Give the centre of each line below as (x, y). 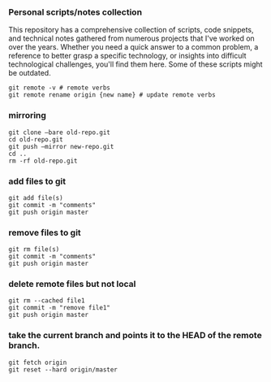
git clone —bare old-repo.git (60, 132)
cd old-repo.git (36, 139)
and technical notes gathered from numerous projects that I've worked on (132, 38)
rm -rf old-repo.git (43, 161)
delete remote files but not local (72, 284)
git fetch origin (38, 362)
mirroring (28, 115)
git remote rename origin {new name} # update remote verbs (112, 95)
